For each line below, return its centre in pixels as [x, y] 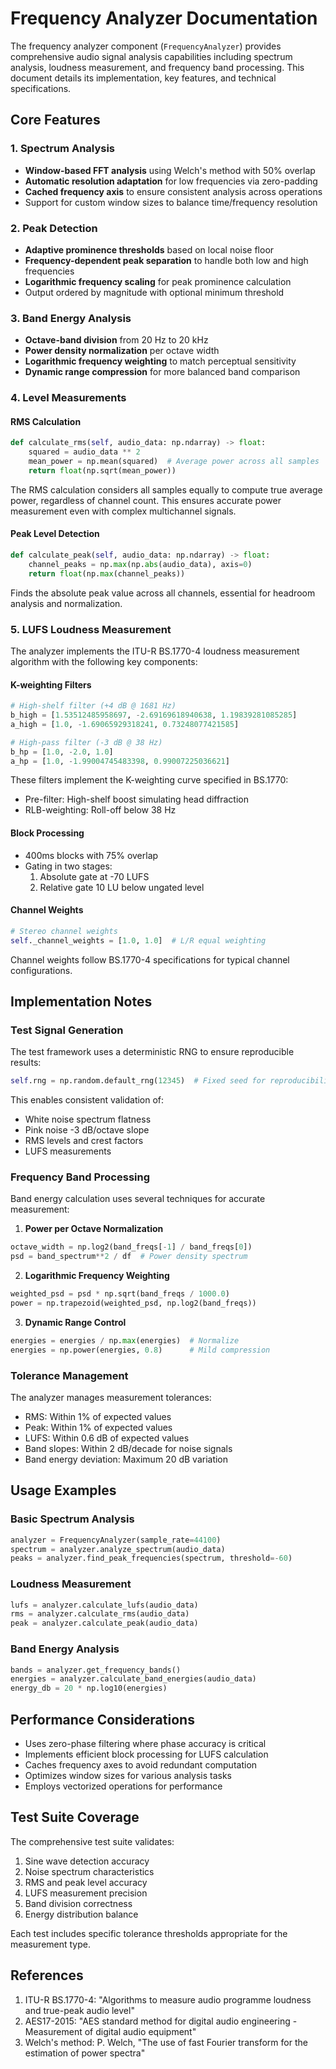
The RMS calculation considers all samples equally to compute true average [166, 489]
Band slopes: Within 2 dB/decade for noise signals [128, 1448]
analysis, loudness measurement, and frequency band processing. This [157, 67]
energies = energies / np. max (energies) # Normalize [125, 1340]
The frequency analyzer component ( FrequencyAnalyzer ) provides [146, 46]
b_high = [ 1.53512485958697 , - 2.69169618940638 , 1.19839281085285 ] [154, 715]
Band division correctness [78, 1903]
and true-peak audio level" [79, 2010]
